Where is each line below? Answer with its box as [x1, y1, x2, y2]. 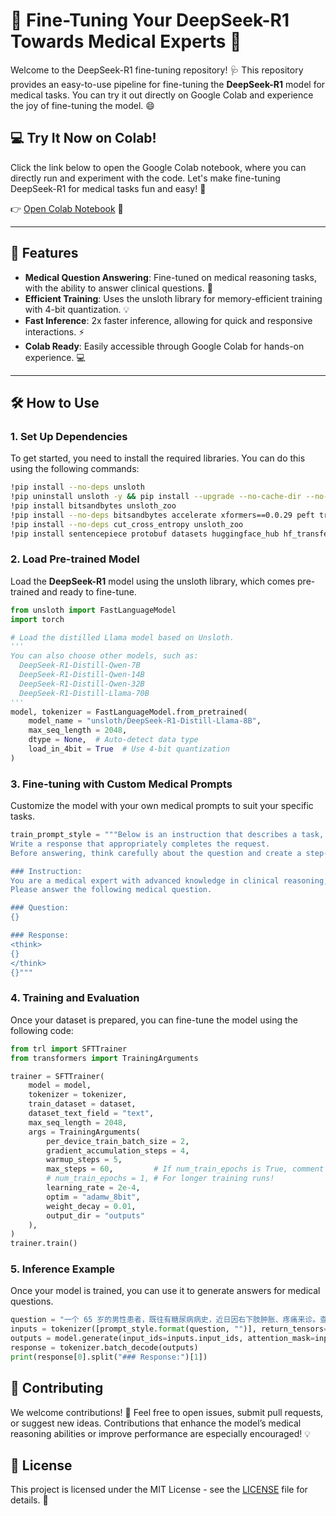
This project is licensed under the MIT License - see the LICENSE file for [10, 1484, 308, 1496]
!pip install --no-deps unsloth [10, 482, 145, 493]
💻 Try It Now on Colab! [10, 130, 157, 147]
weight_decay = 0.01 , [46, 1201, 137, 1211]
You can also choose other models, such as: [10, 651, 199, 661]
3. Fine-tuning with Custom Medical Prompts [10, 777, 233, 791]
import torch [10, 614, 65, 624]
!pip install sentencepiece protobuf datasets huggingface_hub [10, 529, 280, 539]
